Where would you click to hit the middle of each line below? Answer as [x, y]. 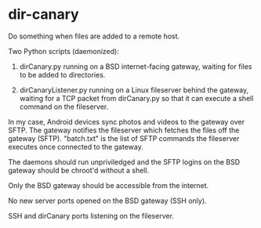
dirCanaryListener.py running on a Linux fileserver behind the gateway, [134, 90]
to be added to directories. [62, 74]
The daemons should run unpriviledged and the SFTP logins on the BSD [124, 161]
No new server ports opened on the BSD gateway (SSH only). [107, 201]
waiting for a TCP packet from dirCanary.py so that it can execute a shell [136, 98]
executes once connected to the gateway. [76, 147]
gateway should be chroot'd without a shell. [79, 170]
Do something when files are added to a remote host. [94, 36]
